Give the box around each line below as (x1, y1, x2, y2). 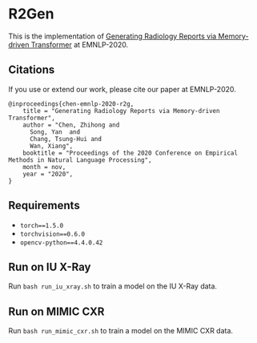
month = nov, (22, 163, 66, 171)
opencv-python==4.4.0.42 (19, 238, 103, 247)
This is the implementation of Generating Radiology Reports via (8, 31, 217, 41)
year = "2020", (22, 170, 74, 178)
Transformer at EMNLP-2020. (30, 39, 129, 49)
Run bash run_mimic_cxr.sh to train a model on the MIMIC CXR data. (8, 326, 234, 336)
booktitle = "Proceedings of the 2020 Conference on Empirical (22, 149, 239, 157)
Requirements (8, 199, 80, 212)
